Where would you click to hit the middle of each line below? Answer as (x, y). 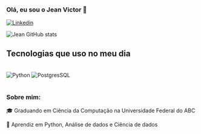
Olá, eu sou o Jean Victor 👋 (47, 10)
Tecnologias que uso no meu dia (68, 53)
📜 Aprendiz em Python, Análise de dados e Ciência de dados (82, 125)
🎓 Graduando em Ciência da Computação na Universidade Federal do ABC (101, 110)
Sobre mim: (24, 97)
